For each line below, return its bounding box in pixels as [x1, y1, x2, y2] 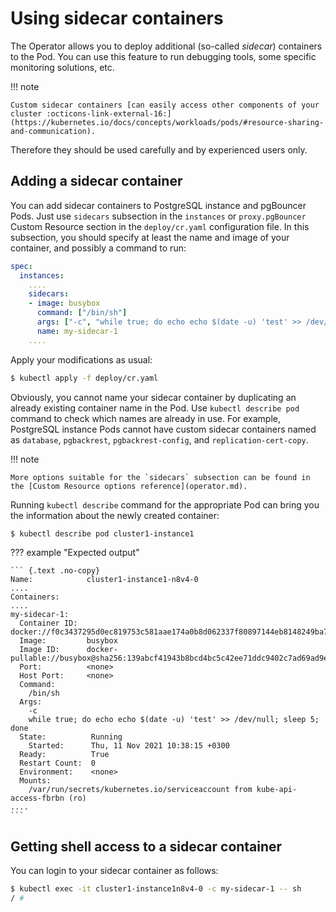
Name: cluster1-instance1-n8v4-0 [10, 575, 199, 585]
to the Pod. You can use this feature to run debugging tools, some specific [10, 50, 317, 62]
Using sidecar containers [10, 7, 224, 30]
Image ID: [19, 645, 60, 655]
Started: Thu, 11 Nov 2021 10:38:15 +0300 [28, 741, 230, 751]
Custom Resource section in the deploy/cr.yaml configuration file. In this [10, 220, 310, 232]
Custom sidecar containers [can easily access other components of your [10, 100, 320, 110]
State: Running [19, 732, 123, 742]
